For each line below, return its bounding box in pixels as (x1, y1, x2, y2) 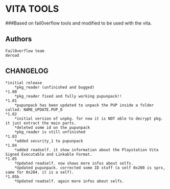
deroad (5, 53, 19, 58)
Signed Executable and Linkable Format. (5, 152, 93, 157)
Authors (5, 35, 32, 43)
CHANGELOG (5, 67, 48, 76)
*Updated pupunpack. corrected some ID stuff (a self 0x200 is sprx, (14, 165, 166, 170)
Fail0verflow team (5, 48, 44, 54)
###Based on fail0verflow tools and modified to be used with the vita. (5, 20, 152, 26)
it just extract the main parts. (5, 121, 77, 126)
